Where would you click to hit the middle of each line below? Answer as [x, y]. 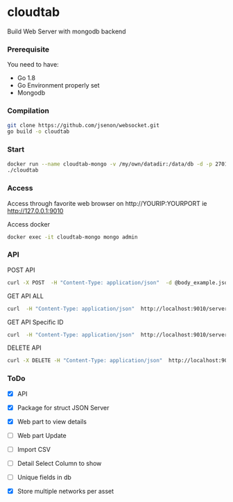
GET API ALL [25, 295]
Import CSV [34, 449]
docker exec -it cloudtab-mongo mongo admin [72, 237]
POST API [21, 270]
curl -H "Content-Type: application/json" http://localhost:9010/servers [119, 309]
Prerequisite [28, 49]
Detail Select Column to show [59, 463]
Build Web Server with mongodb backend [67, 31]
